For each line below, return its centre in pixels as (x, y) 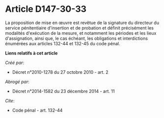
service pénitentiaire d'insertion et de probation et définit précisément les (79, 28)
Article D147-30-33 (46, 9)
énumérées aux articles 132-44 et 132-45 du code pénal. (63, 43)
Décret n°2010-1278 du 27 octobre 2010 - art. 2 (60, 72)
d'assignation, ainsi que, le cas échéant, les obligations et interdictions (77, 38)
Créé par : (15, 62)
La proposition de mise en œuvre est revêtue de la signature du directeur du (82, 23)
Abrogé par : (17, 82)
